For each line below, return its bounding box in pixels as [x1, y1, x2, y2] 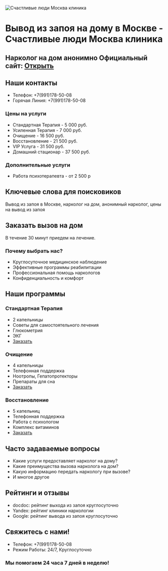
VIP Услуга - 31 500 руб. [12, 143, 65, 149]
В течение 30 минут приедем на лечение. [5, 234, 96, 241]
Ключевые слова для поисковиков [5, 188, 121, 196]
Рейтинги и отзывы [5, 489, 69, 497]
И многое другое [12, 474, 50, 480]
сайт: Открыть [5, 61, 54, 70]
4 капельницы [12, 362, 44, 368]
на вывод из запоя [5, 206, 46, 213]
